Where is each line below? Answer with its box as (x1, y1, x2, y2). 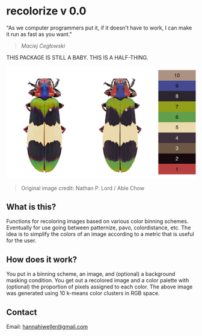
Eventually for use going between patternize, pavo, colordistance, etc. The (6, 224, 191, 231)
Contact (6, 307, 37, 317)
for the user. (6, 237, 37, 244)
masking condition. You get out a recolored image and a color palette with (6, 277, 189, 284)
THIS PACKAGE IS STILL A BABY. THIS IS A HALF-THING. (6, 54, 148, 61)
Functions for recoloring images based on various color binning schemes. (6, 218, 189, 225)
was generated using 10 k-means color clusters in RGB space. (6, 290, 160, 297)
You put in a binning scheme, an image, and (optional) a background (6, 270, 176, 278)
